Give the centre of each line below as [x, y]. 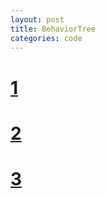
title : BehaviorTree [53, 29]
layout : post [37, 19]
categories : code [46, 38]
